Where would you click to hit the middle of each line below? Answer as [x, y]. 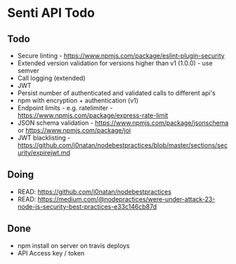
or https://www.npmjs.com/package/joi [74, 130]
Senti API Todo [51, 13]
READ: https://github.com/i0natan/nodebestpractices [94, 192]
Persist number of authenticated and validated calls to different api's [117, 93]
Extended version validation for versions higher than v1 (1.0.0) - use [115, 63]
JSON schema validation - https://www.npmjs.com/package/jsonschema [123, 123]
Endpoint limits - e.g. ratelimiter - [65, 108]
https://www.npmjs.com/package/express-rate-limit [93, 115]
